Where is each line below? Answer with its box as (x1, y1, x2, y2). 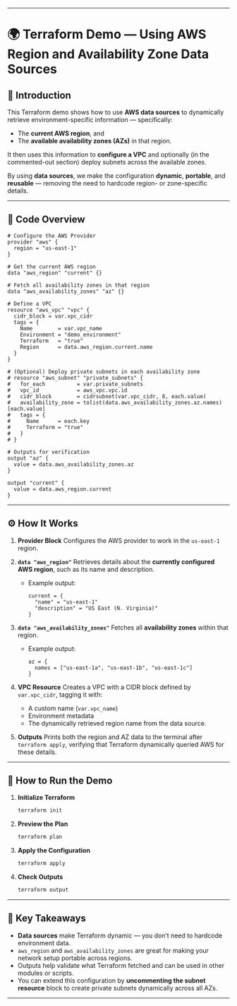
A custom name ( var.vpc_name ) (28, 704, 119, 712)
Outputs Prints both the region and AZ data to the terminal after (17, 732, 203, 741)
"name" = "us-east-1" (34, 598, 99, 606)
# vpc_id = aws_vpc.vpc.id (7, 386, 128, 394)
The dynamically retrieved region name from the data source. (28, 719, 207, 727)
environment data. (17, 938, 71, 947)
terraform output (17, 887, 69, 894)
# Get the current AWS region (7, 263, 97, 270)
